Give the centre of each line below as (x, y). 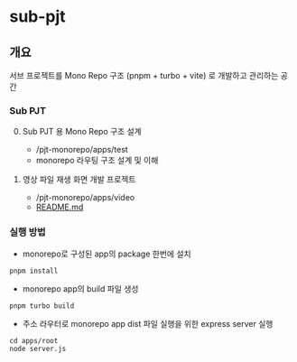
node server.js (38, 348)
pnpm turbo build (42, 306)
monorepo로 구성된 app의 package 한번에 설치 (107, 254)
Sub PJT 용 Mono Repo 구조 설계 (82, 132)
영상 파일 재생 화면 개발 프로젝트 (79, 180)
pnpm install (34, 271)
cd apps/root (34, 340)
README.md (60, 207)
